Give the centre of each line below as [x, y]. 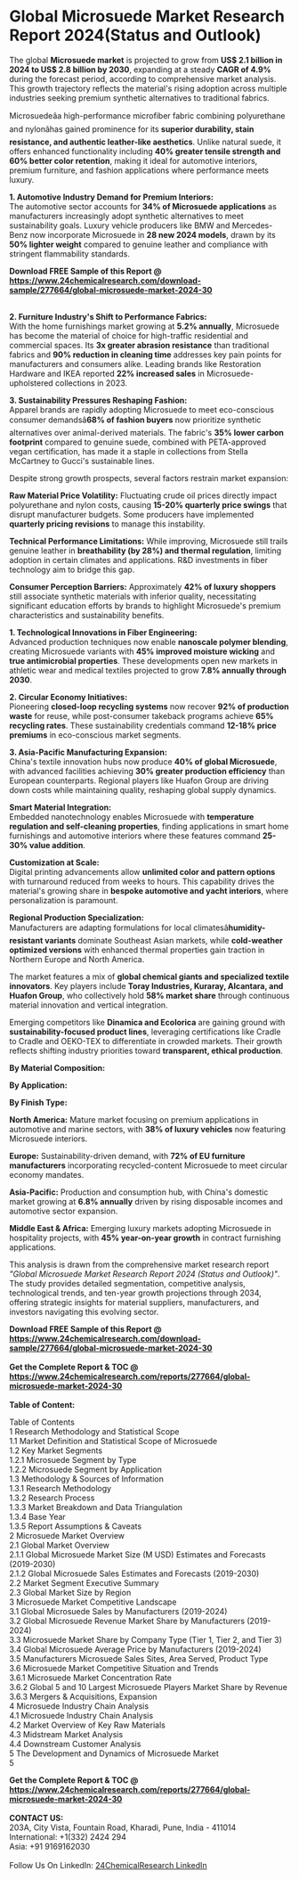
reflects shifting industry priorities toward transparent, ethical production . [146, 1050]
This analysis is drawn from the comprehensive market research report [139, 1264]
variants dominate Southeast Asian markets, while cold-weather [163, 940]
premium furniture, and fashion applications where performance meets [139, 170]
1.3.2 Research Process [52, 1498]
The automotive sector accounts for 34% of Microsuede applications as [143, 206]
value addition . [58, 845]
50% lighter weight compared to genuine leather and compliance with [139, 244]
